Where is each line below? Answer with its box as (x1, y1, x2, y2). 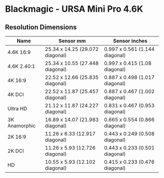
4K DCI (7, 91, 24, 98)
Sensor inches (113, 38, 148, 44)
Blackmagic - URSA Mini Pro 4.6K (5, 3, 143, 15)
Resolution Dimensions (5, 23, 77, 31)
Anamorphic (7, 123, 36, 129)
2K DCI (7, 148, 24, 154)
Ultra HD (7, 105, 27, 112)
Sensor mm (58, 38, 86, 44)
